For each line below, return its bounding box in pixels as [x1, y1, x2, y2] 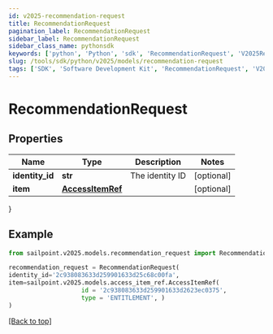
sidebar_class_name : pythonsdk [8, 42, 115, 50]
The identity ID [129, 170, 187, 181]
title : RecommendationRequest [8, 20, 111, 28]
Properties [8, 132, 63, 146]
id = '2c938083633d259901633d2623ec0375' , [80, 286, 227, 295]
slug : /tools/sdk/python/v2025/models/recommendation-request [8, 58, 223, 66]
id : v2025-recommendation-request [8, 11, 126, 20]
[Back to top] [8, 316, 52, 326]
